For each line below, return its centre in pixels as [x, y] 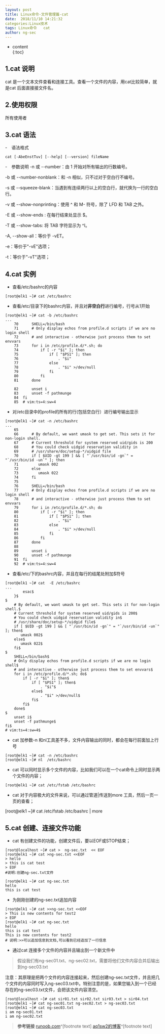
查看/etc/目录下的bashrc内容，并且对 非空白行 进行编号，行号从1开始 [81, 306]
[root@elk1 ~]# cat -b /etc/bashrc [42, 315]
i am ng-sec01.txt [24, 1012]
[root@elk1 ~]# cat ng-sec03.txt [39, 1008]
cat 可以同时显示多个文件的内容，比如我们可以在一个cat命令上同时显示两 [86, 770]
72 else [27, 469]
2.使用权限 [21, 105]
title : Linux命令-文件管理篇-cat [37, 14]
